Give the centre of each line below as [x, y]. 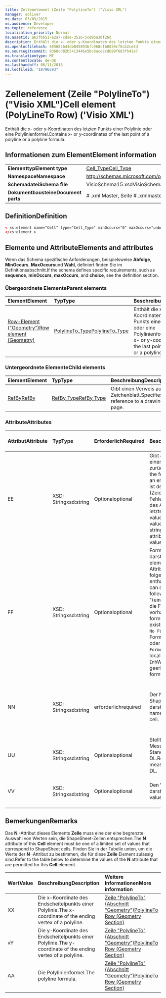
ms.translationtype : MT [30, 56]
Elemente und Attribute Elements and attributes [79, 247]
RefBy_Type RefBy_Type [79, 398]
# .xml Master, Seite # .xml [117, 195]
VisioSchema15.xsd [109, 184]
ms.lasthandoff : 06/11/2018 [34, 65]
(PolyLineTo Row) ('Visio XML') [70, 115]
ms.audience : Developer [30, 24]
